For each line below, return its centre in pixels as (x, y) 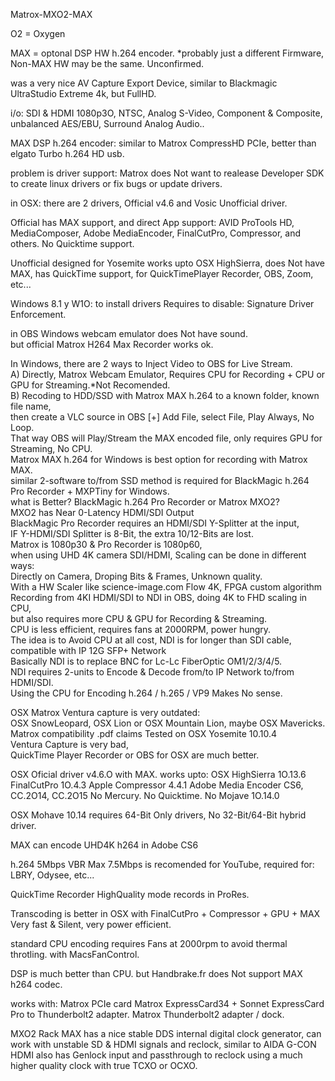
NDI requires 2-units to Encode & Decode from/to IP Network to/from (152, 672)
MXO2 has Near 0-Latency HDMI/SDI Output (102, 512)
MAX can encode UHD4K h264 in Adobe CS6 (104, 845)
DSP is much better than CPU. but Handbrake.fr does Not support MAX (156, 973)
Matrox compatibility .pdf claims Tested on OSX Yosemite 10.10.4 (143, 733)
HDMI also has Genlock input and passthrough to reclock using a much (156, 1055)
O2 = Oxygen (38, 33)
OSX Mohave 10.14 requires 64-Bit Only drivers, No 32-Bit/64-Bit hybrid (158, 815)
